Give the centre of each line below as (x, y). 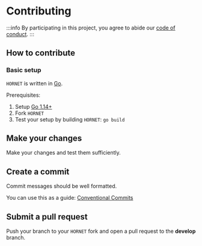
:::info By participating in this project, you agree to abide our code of (91, 28)
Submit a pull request (47, 217)
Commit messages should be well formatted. (62, 186)
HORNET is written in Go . (35, 83)
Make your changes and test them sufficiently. (64, 153)
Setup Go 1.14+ (33, 106)
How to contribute (41, 53)
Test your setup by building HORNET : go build (70, 119)
